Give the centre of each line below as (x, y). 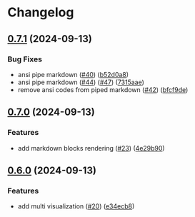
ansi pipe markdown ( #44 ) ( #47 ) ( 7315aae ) (81, 82)
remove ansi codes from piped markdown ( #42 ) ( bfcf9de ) (103, 89)
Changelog (41, 12)
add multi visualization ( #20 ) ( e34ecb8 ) (76, 206)
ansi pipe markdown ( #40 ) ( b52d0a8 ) (73, 74)
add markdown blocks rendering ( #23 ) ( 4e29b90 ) (91, 148)
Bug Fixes (25, 59)
